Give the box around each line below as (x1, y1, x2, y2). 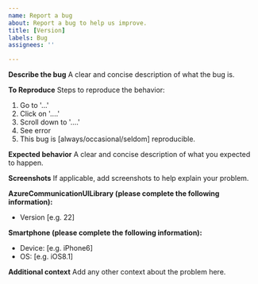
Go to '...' (19, 101, 49, 110)
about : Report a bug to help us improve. (8, 19, 148, 27)
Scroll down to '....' (19, 117, 81, 127)
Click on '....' (19, 109, 60, 119)
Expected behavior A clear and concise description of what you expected (8, 150, 251, 159)
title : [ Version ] (8, 26, 66, 34)
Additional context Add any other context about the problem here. (8, 267, 226, 277)
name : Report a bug (8, 11, 73, 20)
